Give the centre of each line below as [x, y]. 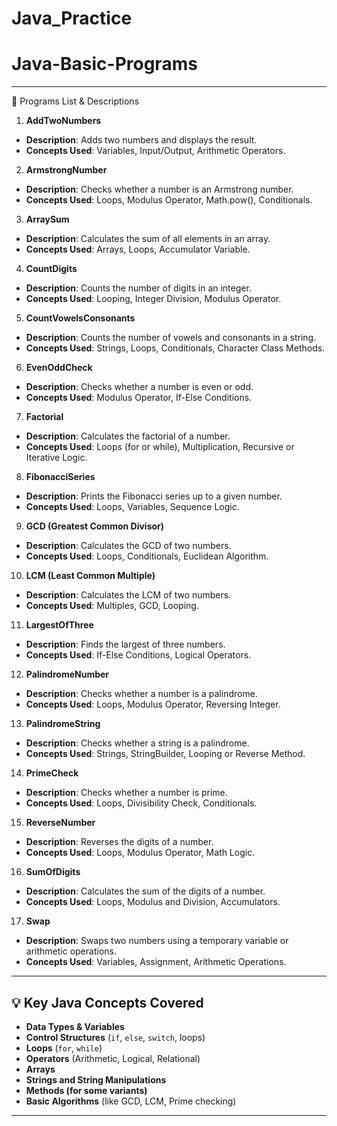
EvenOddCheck [59, 368]
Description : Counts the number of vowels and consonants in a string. [171, 338]
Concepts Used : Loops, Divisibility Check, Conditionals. [141, 803]
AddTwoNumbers [63, 121]
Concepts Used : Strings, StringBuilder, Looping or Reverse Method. [165, 754]
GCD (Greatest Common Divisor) [95, 526]
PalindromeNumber [67, 674]
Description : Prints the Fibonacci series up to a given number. [154, 496]
